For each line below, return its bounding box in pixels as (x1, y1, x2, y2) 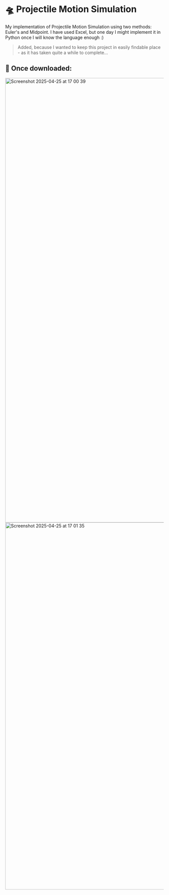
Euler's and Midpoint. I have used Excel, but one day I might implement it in (5, 29, 161, 35)
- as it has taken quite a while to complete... (17, 49, 108, 56)
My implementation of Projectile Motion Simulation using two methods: (5, 23, 152, 30)
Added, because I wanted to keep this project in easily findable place (17, 44, 161, 50)
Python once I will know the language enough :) (5, 34, 104, 40)
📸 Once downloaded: (5, 64, 72, 73)
